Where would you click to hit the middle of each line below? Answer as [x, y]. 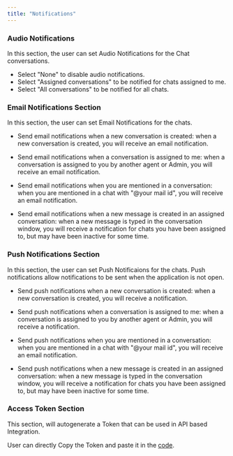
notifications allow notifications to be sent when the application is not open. [116, 277]
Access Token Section [46, 408]
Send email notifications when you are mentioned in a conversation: [115, 185]
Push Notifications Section [53, 255]
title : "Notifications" [42, 14]
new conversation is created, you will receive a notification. [103, 298]
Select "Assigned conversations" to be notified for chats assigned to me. [122, 82]
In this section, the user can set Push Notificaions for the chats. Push [106, 269]
